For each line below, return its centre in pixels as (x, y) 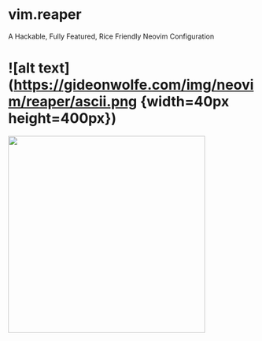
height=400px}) (62, 119)
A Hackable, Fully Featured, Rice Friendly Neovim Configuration (111, 36)
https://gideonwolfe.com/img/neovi (134, 85)
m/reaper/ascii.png (73, 102)
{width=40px (185, 102)
